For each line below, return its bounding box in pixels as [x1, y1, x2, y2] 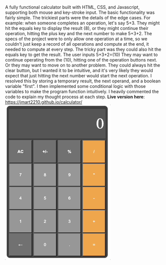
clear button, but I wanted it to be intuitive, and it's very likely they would [5, 67, 154, 73]
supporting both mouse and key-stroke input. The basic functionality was [5, 9, 155, 15]
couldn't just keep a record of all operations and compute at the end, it [5, 41, 149, 47]
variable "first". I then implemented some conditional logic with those [5, 83, 146, 89]
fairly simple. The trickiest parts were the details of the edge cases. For [5, 15, 151, 20]
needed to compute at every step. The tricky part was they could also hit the [5, 47, 162, 52]
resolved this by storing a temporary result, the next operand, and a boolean [5, 78, 161, 84]
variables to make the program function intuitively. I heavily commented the [5, 89, 159, 94]
